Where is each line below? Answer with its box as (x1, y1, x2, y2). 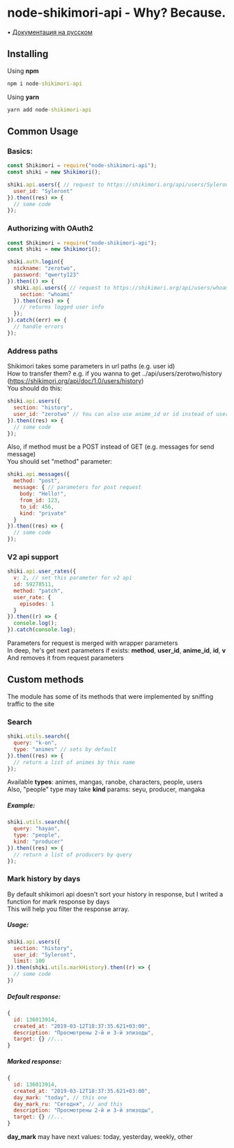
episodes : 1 (19, 600, 54, 607)
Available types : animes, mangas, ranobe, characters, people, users (7, 778, 203, 786)
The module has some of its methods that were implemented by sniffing (7, 692, 214, 701)
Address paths (7, 346, 58, 356)
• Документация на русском (7, 28, 93, 36)
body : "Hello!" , (19, 490, 68, 497)
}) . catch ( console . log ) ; (7, 626, 77, 633)
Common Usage (7, 125, 79, 137)
